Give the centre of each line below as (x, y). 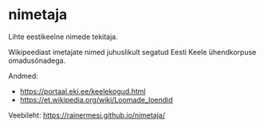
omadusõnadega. (37, 60)
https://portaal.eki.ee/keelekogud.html (83, 91)
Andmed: (23, 76)
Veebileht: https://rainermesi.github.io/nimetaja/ (87, 115)
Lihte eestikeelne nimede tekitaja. (63, 37)
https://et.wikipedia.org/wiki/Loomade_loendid (96, 99)
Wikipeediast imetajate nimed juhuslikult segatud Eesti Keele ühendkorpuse (132, 52)
